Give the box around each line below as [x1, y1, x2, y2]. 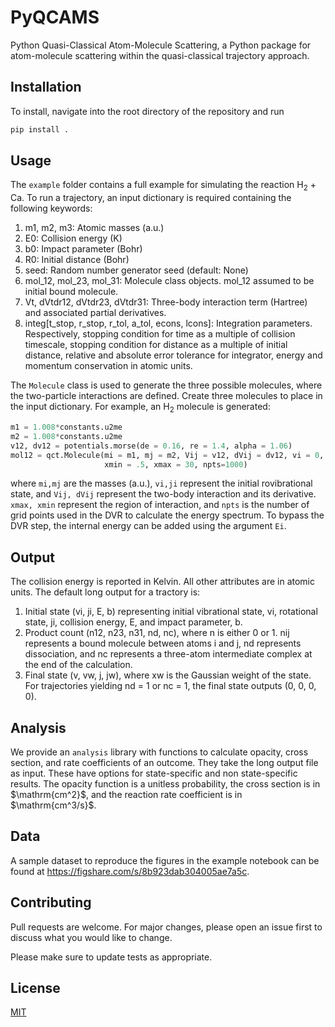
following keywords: [10, 202, 93, 215]
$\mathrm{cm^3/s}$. [10, 799, 97, 811]
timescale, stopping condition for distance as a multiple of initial [24, 339, 288, 351]
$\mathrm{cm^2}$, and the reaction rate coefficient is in [10, 789, 243, 801]
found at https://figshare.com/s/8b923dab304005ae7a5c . [10, 865, 250, 877]
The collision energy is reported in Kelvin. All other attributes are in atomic [10, 576, 316, 588]
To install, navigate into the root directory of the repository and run [10, 105, 285, 117]
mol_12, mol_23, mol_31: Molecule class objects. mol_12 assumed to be [24, 275, 315, 287]
